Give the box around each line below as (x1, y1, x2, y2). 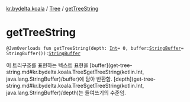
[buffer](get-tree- (89, 62, 133, 69)
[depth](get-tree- (113, 75, 156, 82)
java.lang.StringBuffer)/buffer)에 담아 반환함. (6, 75, 112, 82)
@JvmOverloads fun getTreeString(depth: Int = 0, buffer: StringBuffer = (6, 45, 184, 51)
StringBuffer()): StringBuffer (6, 50, 81, 56)
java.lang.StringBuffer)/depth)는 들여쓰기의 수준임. (6, 89, 126, 96)
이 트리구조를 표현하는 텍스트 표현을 (6, 62, 89, 69)
